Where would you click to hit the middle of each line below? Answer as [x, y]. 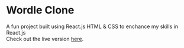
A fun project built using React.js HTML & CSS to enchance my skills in [92, 26]
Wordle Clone [40, 10]
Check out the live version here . [45, 39]
